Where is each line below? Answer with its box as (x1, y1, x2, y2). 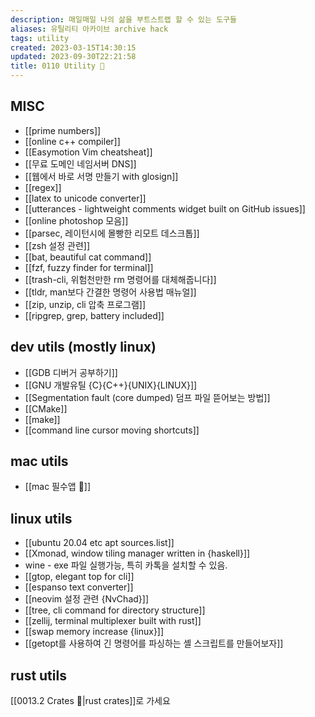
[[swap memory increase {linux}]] (24, 626, 165, 638)
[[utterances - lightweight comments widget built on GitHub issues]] (24, 202, 306, 215)
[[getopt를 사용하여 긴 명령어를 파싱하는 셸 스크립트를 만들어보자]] (24, 637, 284, 650)
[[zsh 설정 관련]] (24, 239, 91, 251)
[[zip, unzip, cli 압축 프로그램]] (24, 298, 147, 310)
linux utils (10, 510, 73, 527)
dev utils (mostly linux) (10, 339, 157, 356)
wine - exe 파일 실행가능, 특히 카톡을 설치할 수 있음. (24, 559, 228, 571)
